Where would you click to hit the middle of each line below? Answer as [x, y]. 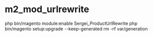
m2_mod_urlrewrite [47, 9]
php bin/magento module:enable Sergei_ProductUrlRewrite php [71, 23]
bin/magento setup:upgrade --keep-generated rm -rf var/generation [76, 28]
